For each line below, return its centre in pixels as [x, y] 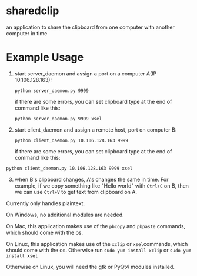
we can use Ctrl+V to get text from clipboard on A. [76, 192]
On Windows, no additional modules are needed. [65, 215]
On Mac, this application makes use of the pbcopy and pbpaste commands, [96, 226]
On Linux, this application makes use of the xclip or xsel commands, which [97, 244]
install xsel [22, 256]
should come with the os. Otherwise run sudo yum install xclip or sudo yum [98, 250]
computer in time [27, 33]
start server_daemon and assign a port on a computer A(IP [86, 73]
